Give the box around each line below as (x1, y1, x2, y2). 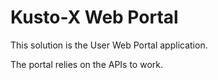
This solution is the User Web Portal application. (10, 39, 208, 51)
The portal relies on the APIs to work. (10, 58, 164, 70)
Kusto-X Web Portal (10, 6, 179, 29)
